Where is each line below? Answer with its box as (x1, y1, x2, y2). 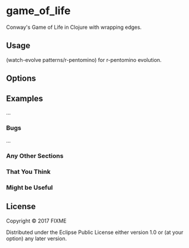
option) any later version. (6, 234, 67, 242)
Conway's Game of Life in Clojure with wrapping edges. (6, 24, 142, 31)
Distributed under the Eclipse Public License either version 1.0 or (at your (6, 229, 184, 236)
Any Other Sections (6, 152, 64, 160)
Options (6, 74, 37, 84)
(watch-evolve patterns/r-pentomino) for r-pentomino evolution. (6, 56, 162, 63)
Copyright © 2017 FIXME (6, 217, 67, 224)
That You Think (6, 168, 51, 176)
